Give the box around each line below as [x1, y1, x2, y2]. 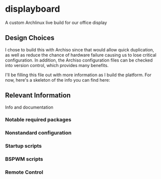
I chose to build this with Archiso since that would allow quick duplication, [5, 46, 155, 52]
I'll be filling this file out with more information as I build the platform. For [5, 72, 152, 78]
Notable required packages [5, 116, 72, 123]
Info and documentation [5, 104, 54, 110]
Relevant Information [5, 91, 71, 100]
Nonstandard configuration [5, 130, 72, 136]
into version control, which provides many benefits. [5, 62, 109, 68]
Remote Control [5, 169, 43, 176]
